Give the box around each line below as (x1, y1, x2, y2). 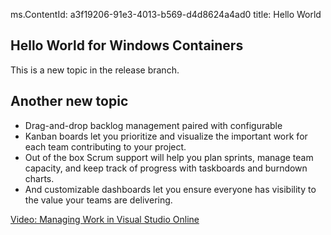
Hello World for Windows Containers (10, 37, 244, 54)
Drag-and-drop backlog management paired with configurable (24, 119, 283, 131)
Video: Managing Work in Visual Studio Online (10, 213, 200, 225)
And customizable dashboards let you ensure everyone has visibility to (24, 183, 317, 195)
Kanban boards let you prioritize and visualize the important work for (24, 130, 308, 142)
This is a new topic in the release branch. (10, 64, 180, 76)
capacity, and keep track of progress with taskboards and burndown (24, 162, 308, 174)
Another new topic (10, 93, 129, 110)
